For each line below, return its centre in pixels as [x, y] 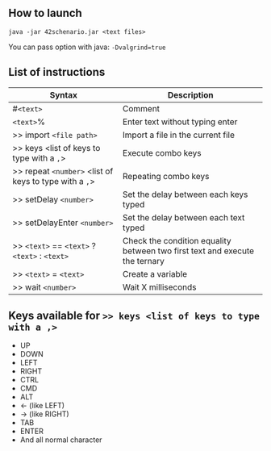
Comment [141, 108]
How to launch [45, 13]
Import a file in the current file [179, 135]
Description [191, 94]
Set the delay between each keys [185, 194]
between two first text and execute [188, 251]
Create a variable [155, 274]
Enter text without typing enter [180, 122]
